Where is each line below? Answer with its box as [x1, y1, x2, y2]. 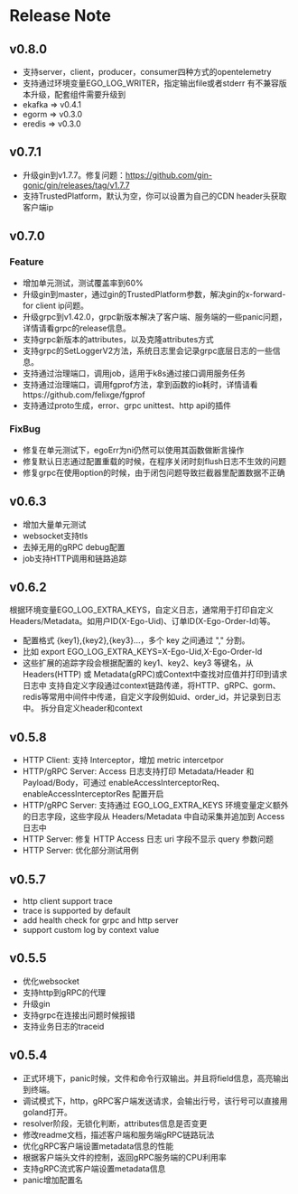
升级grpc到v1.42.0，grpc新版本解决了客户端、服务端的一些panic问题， [22, 311, 287, 322]
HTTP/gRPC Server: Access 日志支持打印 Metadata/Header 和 [22, 766, 255, 777]
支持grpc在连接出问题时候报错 [22, 1009, 135, 1021]
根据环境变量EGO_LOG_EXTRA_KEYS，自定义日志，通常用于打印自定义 [9, 604, 274, 615]
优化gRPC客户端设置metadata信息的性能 [22, 1140, 174, 1152]
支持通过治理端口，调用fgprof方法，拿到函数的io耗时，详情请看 [22, 378, 259, 389]
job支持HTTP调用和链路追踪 [22, 553, 127, 564]
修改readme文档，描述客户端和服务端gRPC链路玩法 [22, 1129, 215, 1140]
